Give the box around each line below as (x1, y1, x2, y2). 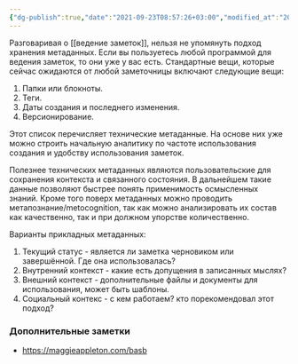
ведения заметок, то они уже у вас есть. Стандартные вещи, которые (9, 56, 275, 67)
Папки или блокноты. (21, 83, 104, 93)
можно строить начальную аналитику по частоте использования (9, 138, 257, 148)
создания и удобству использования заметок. (9, 147, 184, 158)
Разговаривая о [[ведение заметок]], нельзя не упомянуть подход (9, 37, 262, 48)
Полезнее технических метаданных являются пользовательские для (9, 164, 272, 175)
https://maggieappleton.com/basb (21, 344, 148, 355)
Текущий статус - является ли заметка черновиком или (21, 246, 234, 257)
